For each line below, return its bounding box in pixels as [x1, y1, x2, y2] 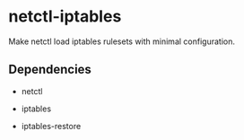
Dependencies [8, 62, 91, 77]
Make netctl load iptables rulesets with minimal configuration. [8, 36, 235, 47]
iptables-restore [21, 120, 82, 131]
